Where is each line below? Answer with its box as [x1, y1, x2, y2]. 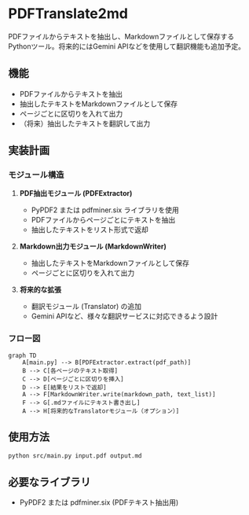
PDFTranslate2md [8, 5, 128, 23]
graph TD [8, 351, 37, 359]
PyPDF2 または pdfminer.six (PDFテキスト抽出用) [19, 498, 179, 507]
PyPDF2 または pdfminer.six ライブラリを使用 [31, 205, 179, 215]
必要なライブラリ [8, 475, 91, 488]
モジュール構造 [8, 170, 64, 181]
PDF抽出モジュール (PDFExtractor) [19, 189, 133, 198]
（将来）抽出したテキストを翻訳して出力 [19, 119, 151, 128]
